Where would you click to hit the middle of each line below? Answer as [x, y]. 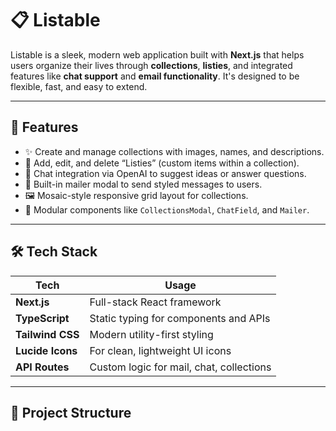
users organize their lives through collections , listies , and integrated [151, 65]
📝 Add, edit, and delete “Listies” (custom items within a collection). [162, 163]
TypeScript [42, 318]
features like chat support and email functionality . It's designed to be [155, 76]
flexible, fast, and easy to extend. [79, 86]
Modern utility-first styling [151, 334]
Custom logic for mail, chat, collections [180, 367]
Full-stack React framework [155, 302]
